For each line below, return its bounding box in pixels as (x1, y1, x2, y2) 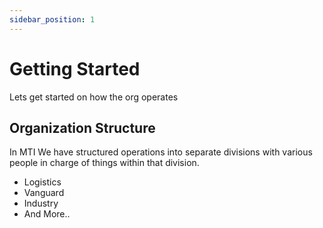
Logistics (23, 176, 62, 188)
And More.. (23, 208, 71, 220)
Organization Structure (9, 119, 156, 136)
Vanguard (23, 187, 65, 199)
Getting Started (9, 57, 141, 80)
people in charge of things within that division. (9, 157, 200, 169)
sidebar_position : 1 (9, 14, 96, 25)
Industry (23, 197, 59, 210)
